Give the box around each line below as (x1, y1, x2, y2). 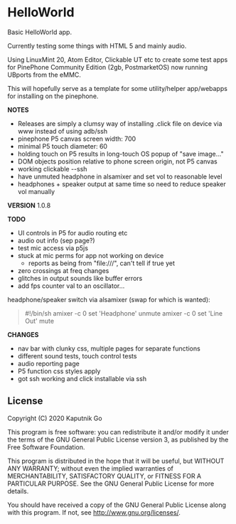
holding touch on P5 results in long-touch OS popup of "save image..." (17, 149, 224, 158)
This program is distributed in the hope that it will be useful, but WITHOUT (7, 456, 225, 465)
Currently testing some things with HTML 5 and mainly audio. (7, 41, 187, 50)
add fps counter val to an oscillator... (17, 282, 125, 290)
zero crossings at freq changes (17, 266, 109, 274)
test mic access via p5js (17, 243, 89, 252)
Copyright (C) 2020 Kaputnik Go (7, 414, 102, 422)
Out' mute (24, 316, 55, 325)
